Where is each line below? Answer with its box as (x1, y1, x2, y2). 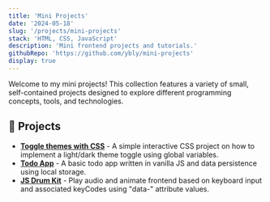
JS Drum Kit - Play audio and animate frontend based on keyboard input (19, 175, 262, 185)
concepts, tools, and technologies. (8, 96, 124, 106)
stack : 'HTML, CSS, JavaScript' (8, 34, 118, 43)
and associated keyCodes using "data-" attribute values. (19, 183, 209, 194)
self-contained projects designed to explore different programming (8, 87, 232, 97)
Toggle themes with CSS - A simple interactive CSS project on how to (19, 141, 255, 150)
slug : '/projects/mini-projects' (8, 27, 122, 35)
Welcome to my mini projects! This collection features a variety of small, (8, 78, 249, 89)
